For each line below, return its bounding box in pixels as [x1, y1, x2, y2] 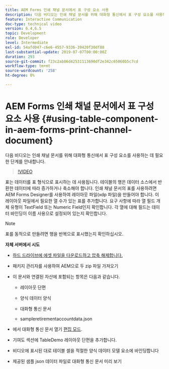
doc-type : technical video [5, 21, 62, 27]
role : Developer [5, 36, 39, 41]
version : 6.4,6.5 [5, 26, 42, 31]
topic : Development [5, 31, 46, 36]
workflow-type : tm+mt [5, 63, 51, 68]
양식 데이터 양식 [20, 295, 51, 301]
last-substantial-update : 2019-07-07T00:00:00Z [5, 49, 107, 54]
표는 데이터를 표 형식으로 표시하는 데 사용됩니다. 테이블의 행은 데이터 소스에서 [5, 179, 157, 185]
